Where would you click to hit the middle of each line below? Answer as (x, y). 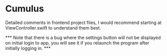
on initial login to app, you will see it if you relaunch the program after (77, 42)
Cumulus (25, 9)
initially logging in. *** (28, 48)
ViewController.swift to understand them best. (53, 27)
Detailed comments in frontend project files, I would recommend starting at (83, 22)
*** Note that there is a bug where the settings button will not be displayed (83, 37)
